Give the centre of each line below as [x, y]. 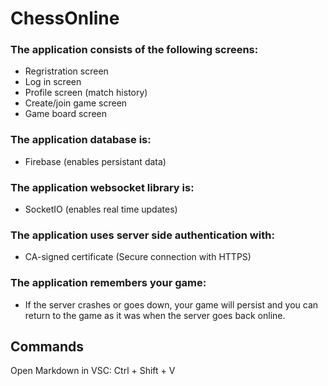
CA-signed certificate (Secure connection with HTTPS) [138, 257]
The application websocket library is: [102, 187]
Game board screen [66, 114]
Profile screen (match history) [86, 93]
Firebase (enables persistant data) [95, 161]
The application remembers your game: [108, 283]
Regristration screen [66, 71]
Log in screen [53, 82]
